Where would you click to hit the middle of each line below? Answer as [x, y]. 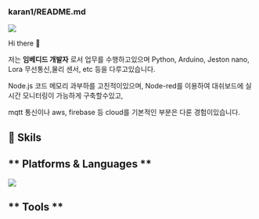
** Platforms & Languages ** [80, 164]
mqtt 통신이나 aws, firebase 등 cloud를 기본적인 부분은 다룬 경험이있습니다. [124, 113]
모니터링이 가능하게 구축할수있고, [73, 95]
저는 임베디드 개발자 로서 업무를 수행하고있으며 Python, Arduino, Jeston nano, [129, 59]
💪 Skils [25, 137]
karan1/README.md [47, 12]
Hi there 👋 [24, 43]
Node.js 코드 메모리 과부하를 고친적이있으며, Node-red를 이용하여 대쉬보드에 [126, 86]
